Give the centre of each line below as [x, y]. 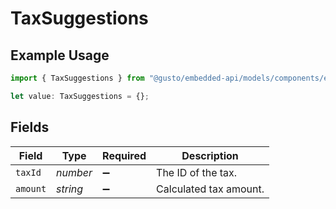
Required [124, 155]
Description [210, 155]
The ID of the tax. [197, 172]
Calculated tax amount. [210, 189]
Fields [30, 127]
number [74, 172]
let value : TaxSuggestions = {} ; [80, 96]
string [70, 189]
